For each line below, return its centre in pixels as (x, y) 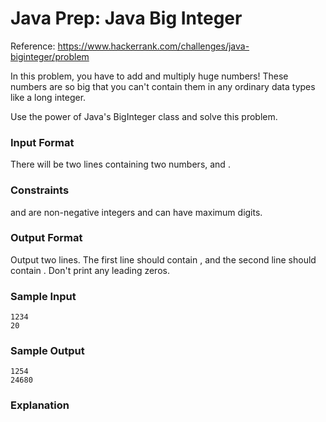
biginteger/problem (50, 56)
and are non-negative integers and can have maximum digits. (136, 212)
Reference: (33, 46)
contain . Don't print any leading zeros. (90, 270)
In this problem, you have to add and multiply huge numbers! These (149, 76)
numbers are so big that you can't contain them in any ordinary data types (163, 86)
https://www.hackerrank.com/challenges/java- (153, 46)
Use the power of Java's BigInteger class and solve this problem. (144, 116)
